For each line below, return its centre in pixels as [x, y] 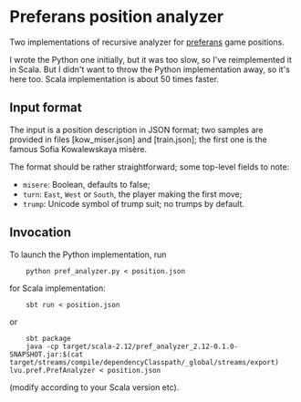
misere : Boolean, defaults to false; [86, 184]
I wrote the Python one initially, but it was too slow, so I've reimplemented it [150, 59]
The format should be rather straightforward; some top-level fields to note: [150, 167]
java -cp [42, 346]
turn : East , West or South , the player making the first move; [132, 194]
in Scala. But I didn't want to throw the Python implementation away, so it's [150, 69]
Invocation [40, 233]
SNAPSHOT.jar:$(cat [47, 354]
